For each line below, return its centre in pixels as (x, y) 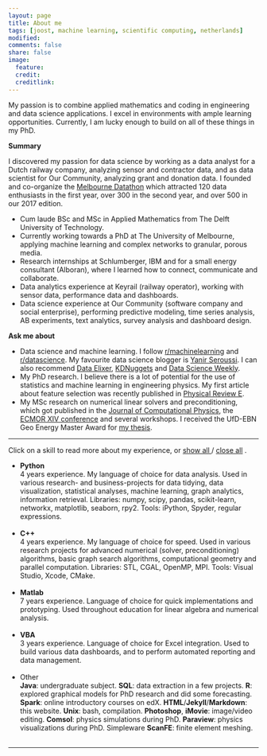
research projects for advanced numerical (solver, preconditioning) (130, 550)
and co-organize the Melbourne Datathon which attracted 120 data (118, 186)
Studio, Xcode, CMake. (57, 575)
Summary (25, 146)
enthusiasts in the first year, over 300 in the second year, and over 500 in (128, 195)
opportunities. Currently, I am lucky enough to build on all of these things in (132, 122)
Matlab (31, 592)
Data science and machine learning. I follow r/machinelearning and (129, 351)
